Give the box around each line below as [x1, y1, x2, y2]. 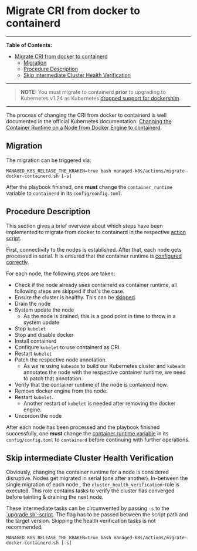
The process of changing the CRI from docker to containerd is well [6, 111, 167, 119]
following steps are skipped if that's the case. [14, 288, 125, 295]
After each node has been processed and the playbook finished [6, 424, 160, 431]
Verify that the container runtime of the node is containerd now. [14, 381, 168, 388]
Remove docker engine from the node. [14, 387, 108, 394]
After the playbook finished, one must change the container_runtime [6, 183, 173, 190]
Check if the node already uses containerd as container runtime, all [14, 281, 177, 288]
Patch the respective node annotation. [14, 356, 107, 363]
